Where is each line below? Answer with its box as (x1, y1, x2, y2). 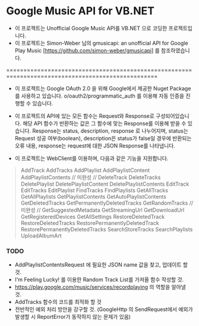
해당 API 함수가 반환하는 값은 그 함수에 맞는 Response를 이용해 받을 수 (23, 120, 187, 127)
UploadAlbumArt (20, 232, 62, 239)
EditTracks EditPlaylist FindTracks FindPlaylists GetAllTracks (20, 186, 168, 194)
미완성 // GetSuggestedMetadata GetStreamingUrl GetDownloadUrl (20, 206, 185, 214)
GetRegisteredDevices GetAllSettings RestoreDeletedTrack (20, 213, 165, 220)
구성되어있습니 (155, 112, 189, 120)
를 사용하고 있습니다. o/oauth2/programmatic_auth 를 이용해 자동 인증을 (14, 92, 185, 99)
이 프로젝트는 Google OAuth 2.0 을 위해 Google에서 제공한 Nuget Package (14, 84, 191, 92)
